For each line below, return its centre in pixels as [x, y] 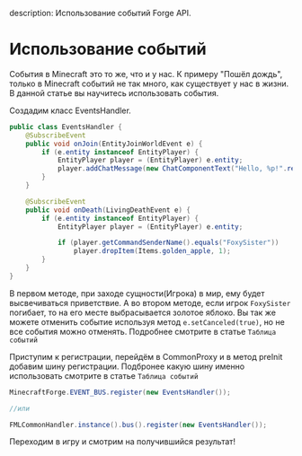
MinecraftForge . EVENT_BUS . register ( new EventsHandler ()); [120, 392]
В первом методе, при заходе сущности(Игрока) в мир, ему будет [137, 293]
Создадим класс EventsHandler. [71, 110]
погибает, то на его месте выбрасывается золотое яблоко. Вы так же [143, 312]
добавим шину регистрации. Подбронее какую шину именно [127, 366]
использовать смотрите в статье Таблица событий [104, 375]
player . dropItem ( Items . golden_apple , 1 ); [152, 251]
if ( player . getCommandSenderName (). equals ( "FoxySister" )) [168, 243]
